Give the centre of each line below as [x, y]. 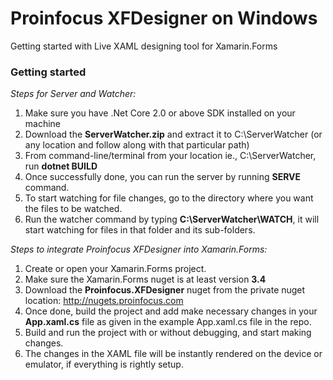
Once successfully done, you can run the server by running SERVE [163, 177]
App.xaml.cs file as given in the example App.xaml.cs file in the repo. [168, 322]
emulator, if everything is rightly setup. [104, 364]
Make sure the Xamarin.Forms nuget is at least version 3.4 [145, 279]
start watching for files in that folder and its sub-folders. [140, 230]
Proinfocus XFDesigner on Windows [164, 18]
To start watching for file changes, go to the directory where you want [169, 198]
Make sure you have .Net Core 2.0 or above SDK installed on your [160, 113]
